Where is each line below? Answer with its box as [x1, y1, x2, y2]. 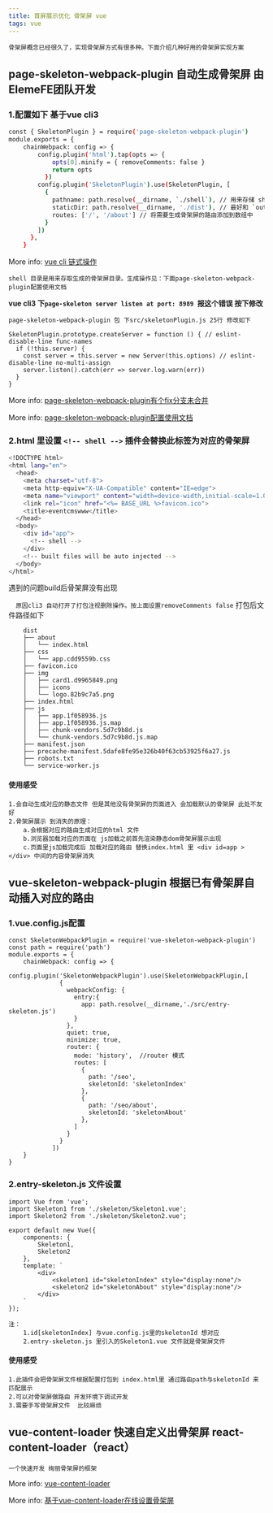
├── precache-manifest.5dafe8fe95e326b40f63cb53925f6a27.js [23, 748, 231, 756]
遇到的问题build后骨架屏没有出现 [8, 583, 118, 593]
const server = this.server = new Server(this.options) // [23, 352, 227, 360]
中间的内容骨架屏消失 [33, 852, 95, 860]
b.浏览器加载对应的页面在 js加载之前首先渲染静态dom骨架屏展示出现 [23, 835, 222, 843]
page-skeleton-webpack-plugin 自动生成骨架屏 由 [8, 67, 264, 81]
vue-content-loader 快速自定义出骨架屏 [8, 1425, 210, 1439]
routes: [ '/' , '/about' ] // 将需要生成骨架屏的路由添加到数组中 [51, 210, 253, 219]
